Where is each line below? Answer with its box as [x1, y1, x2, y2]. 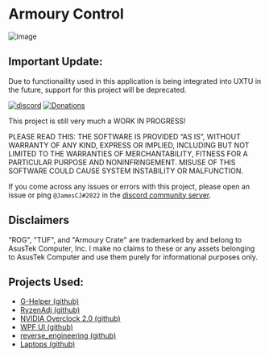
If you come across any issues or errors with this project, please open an [8, 181, 250, 191]
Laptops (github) [19, 339, 76, 349]
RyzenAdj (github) [19, 305, 81, 315]
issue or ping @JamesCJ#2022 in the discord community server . [8, 190, 212, 200]
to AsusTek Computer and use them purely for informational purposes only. [8, 251, 258, 262]
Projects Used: [8, 275, 85, 289]
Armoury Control [8, 5, 125, 23]
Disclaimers [8, 214, 70, 227]
